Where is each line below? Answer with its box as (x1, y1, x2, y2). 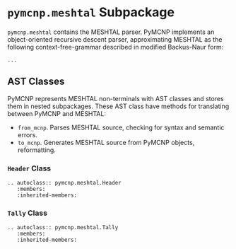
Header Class (7, 163, 52, 173)
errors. (17, 130, 37, 139)
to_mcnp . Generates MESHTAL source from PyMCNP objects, (17, 138, 195, 146)
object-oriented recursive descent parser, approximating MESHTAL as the (7, 35, 223, 43)
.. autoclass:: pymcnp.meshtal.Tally (7, 224, 119, 231)
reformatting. (17, 146, 57, 154)
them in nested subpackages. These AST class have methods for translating (7, 102, 230, 110)
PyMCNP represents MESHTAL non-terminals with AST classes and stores (7, 94, 224, 103)
